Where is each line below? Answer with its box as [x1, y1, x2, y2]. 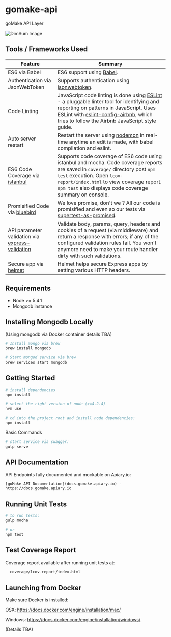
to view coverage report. [103, 178, 162, 185]
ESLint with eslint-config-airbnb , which [58, 110, 153, 118]
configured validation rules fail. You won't [58, 239, 157, 246]
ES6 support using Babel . [58, 69, 118, 76]
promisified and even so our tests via [58, 205, 146, 212]
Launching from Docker [5, 583, 82, 592]
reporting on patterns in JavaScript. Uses [58, 104, 156, 112]
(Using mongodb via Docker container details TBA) [5, 331, 112, 337]
